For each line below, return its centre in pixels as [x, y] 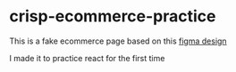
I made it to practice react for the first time [87, 58]
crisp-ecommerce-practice [113, 16]
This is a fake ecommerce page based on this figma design [118, 41]
